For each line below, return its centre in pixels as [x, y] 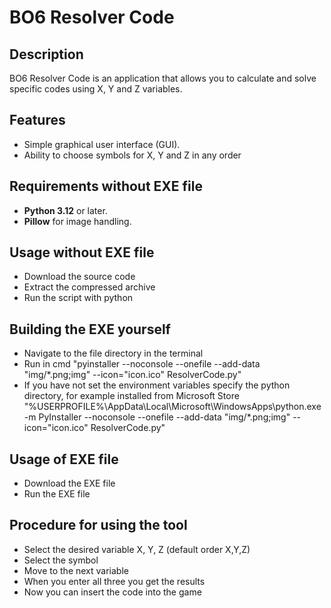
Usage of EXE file [64, 459]
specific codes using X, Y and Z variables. [96, 89]
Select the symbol [61, 560]
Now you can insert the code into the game [112, 592]
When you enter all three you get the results [114, 581]
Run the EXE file [57, 494]
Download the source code [79, 277]
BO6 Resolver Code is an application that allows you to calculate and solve [163, 78]
